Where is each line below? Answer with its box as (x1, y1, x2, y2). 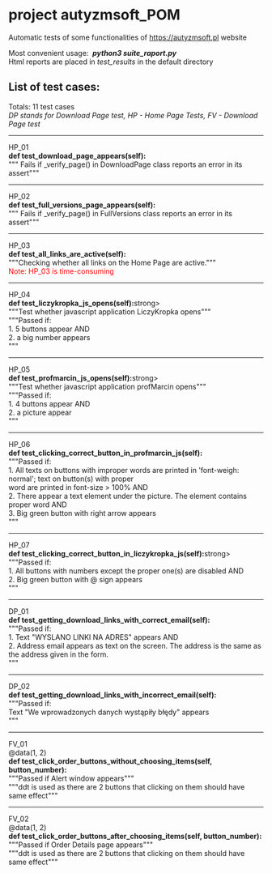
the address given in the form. (8, 649, 109, 659)
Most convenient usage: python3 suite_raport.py (8, 48, 176, 57)
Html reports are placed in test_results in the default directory (8, 57, 214, 66)
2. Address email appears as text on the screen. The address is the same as (8, 641, 261, 650)
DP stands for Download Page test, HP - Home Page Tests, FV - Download (8, 110, 258, 120)
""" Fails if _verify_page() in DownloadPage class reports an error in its (8, 160, 243, 169)
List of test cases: (8, 80, 100, 94)
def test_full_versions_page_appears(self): (8, 200, 156, 210)
